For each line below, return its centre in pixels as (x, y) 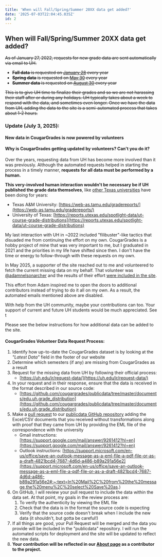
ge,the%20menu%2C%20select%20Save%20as (69, 487)
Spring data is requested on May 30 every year (60, 78)
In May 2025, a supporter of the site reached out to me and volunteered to (80, 265)
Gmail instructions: (38, 435)
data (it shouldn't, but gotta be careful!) (59, 518)
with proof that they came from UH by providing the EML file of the (79, 425)
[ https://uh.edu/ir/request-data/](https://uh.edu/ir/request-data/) (84, 378)
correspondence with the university (48, 430)
